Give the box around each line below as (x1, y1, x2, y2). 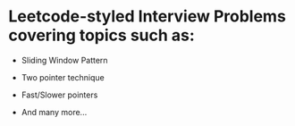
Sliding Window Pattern (21, 55, 108, 65)
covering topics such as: (8, 25, 196, 46)
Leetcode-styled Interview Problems (8, 6, 287, 27)
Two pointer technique (21, 71, 105, 82)
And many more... (21, 106, 88, 117)
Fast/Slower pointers (21, 89, 98, 100)
